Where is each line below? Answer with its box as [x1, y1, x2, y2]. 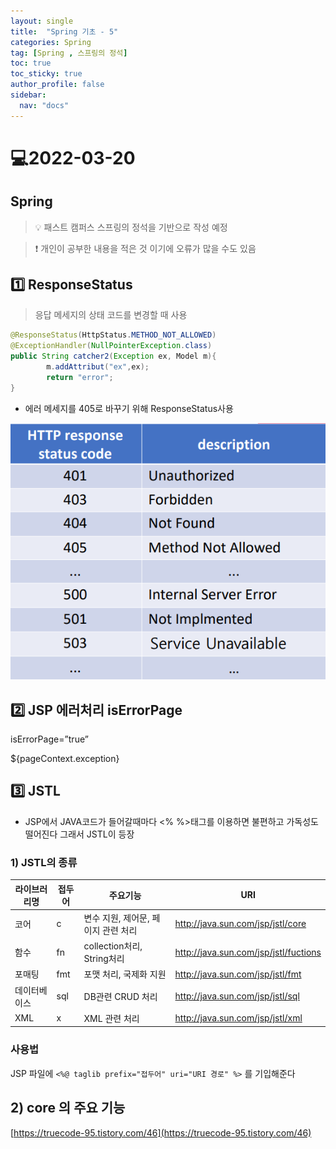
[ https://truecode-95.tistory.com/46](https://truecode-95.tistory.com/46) [10, 1126, 312, 1139]
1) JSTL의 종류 [10, 855, 78, 869]
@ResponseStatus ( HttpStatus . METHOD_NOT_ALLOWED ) [10, 330, 217, 340]
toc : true [10, 58, 52, 69]
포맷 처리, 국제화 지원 [83, 968, 167, 980]
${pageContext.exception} [10, 753, 120, 765]
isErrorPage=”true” [10, 733, 89, 745]
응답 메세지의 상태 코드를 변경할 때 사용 [34, 309, 188, 321]
